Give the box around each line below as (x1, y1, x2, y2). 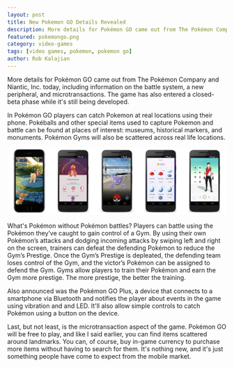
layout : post (7, 11, 45, 18)
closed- (192, 90, 214, 98)
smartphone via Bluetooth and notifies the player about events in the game (7, 294, 221, 302)
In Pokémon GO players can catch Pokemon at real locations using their (7, 111, 213, 119)
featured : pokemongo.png (7, 33, 79, 40)
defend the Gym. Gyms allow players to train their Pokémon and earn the (7, 265, 216, 274)
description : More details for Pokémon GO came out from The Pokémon (7, 26, 214, 33)
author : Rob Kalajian (7, 56, 70, 63)
